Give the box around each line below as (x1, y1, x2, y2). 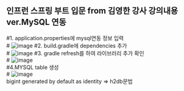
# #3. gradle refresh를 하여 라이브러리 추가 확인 (6, 49, 144, 56)
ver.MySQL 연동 (6, 17, 66, 27)
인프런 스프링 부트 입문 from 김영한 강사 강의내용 (6, 5, 179, 16)
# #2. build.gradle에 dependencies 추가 (6, 42, 127, 49)
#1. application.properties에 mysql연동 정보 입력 (6, 34, 124, 41)
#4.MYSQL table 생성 (6, 63, 59, 71)
